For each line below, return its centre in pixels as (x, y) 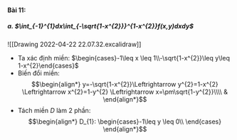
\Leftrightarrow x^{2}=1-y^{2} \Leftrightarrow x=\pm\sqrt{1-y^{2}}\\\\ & (125, 92)
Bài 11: (17, 10)
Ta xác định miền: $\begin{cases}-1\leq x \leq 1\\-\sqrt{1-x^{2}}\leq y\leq (123, 58)
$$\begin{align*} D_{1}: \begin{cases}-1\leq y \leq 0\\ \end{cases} (125, 122)
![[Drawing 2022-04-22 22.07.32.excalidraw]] (74, 44)
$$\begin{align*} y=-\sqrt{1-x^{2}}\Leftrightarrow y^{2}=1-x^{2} (125, 84)
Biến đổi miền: (39, 73)
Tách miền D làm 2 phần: (54, 110)
